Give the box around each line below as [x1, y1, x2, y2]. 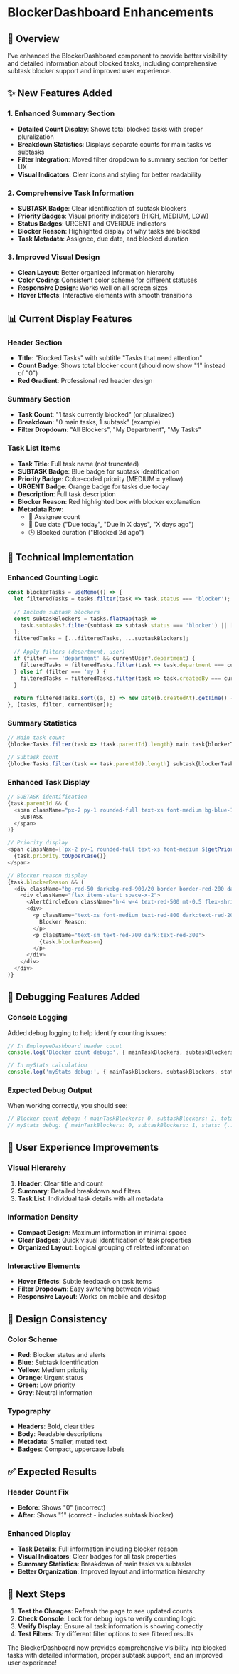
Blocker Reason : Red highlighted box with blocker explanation [17, 497, 201, 506]
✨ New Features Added [7, 87, 112, 100]
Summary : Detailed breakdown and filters [17, 1186, 141, 1195]
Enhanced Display [7, 1528, 71, 1538]
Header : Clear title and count [17, 1179, 103, 1188]
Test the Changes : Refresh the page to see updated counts [17, 1607, 193, 1616]
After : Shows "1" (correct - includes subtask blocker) [17, 1511, 174, 1519]
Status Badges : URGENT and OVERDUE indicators [17, 219, 166, 228]
